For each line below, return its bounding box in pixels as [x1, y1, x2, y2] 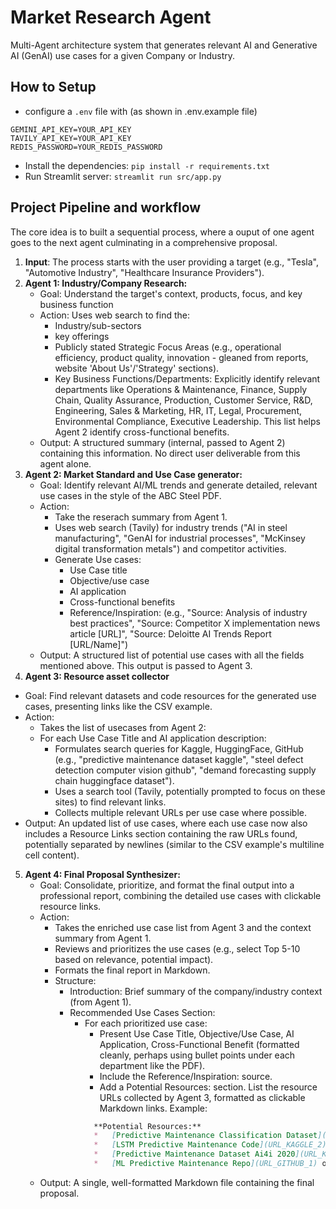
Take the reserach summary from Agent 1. [54, 511, 228, 523]
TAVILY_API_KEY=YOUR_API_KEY [10, 133, 132, 143]
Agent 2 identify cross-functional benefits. [54, 426, 230, 438]
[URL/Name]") [69, 638, 129, 650]
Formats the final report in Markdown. [54, 964, 211, 976]
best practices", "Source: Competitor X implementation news [69, 617, 321, 629]
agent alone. [39, 457, 92, 470]
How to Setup [10, 79, 97, 96]
